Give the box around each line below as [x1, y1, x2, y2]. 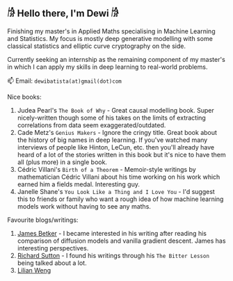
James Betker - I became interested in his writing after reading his [17, 229, 207, 237]
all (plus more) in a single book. [17, 158, 108, 166]
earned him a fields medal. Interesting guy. [17, 179, 140, 188]
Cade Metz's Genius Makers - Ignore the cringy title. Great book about [17, 128, 218, 136]
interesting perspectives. [17, 243, 89, 252]
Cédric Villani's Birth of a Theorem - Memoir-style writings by [17, 165, 196, 173]
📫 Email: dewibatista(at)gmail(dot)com [7, 77, 122, 85]
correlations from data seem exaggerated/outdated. [17, 120, 166, 129]
